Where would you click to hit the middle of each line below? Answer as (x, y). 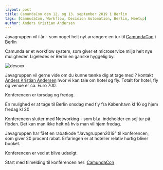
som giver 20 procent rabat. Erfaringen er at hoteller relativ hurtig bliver (77, 139)
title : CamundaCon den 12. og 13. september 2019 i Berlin (66, 14)
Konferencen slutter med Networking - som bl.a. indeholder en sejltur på (78, 119)
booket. (13, 144)
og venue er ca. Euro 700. (31, 86)
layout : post (18, 9)
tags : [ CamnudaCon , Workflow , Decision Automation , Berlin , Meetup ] (76, 18)
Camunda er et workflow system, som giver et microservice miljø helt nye (79, 51)
